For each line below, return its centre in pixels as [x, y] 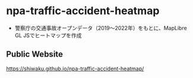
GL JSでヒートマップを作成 [48, 35]
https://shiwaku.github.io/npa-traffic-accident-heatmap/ [75, 69]
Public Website [35, 54]
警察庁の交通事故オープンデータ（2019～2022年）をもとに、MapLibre [101, 28]
